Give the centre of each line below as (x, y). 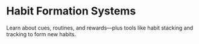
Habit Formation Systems (71, 11)
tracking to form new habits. (41, 34)
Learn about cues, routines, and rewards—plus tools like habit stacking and (100, 28)
